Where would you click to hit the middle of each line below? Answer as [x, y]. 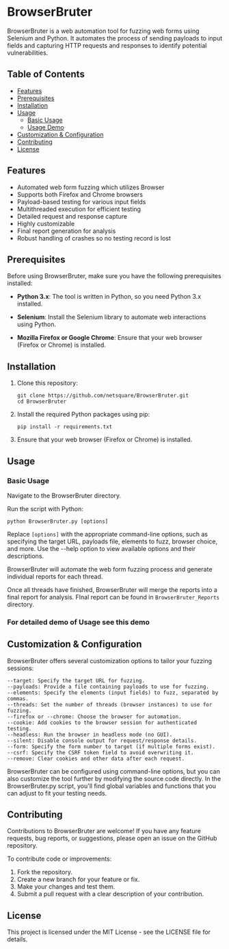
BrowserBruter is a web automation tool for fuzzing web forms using [103, 31]
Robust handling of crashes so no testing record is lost [94, 238]
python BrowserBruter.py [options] [58, 521]
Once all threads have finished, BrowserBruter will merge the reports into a [112, 589]
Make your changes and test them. [66, 887]
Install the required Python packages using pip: [83, 415]
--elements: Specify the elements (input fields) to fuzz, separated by [113, 693]
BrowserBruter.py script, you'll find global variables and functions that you [112, 786]
